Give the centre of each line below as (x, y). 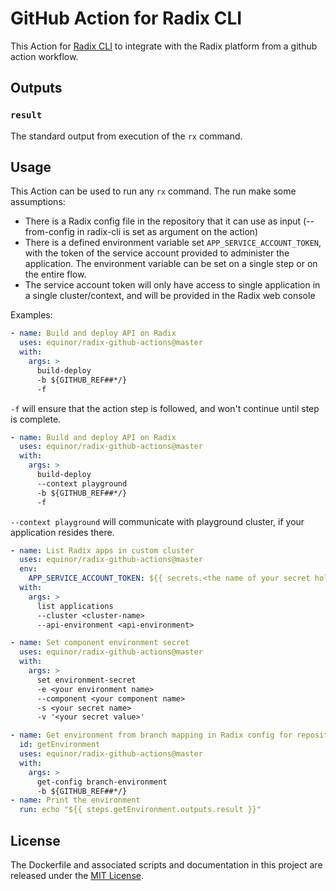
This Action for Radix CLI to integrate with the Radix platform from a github (164, 46)
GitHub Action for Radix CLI (126, 18)
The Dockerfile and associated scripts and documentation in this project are (166, 865)
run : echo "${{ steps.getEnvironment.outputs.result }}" (140, 810)
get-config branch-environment (102, 782)
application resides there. (62, 532)
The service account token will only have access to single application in (172, 285)
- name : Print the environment (75, 800)
